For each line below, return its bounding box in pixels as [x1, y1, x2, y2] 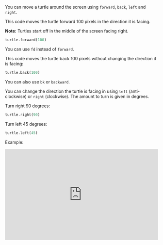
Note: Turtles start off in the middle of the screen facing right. [5, 28, 129, 33]
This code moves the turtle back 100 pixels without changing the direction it [5, 55, 157, 61]
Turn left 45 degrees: [5, 121, 48, 127]
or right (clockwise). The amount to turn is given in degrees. [27, 93, 149, 99]
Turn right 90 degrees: [5, 103, 50, 109]
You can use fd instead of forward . [5, 46, 74, 52]
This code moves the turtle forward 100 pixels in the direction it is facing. [5, 19, 150, 24]
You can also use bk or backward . [5, 79, 70, 84]
